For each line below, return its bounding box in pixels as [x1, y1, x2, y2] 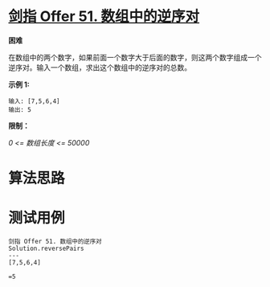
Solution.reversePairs [8, 244, 84, 253]
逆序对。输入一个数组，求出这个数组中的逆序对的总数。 [8, 62, 191, 72]
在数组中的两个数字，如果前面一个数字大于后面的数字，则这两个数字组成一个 [8, 52, 262, 62]
